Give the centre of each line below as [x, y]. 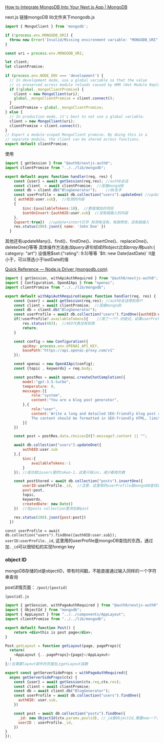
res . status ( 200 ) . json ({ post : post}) [50, 518]
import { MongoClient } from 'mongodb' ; [47, 26]
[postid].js [17, 597]
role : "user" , [44, 409]
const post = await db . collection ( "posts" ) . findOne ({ [70, 713]
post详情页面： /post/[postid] [36, 587]
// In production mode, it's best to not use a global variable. [77, 116]
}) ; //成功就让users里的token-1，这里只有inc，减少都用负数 [70, 472]
